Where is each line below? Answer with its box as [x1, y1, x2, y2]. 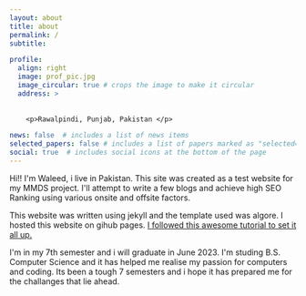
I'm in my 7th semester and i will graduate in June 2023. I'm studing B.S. [9, 247, 280, 258]
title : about [9, 22, 59, 31]
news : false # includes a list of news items [9, 131, 189, 140]
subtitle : [9, 38, 47, 48]
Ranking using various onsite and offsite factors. [9, 192, 191, 203]
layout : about [9, 13, 64, 23]
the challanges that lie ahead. [9, 275, 120, 287]
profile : [9, 56, 43, 65]
